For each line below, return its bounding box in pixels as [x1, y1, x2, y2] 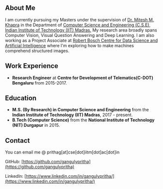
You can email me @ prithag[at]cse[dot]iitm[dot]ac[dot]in [5, 149, 120, 155]
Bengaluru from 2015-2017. [12, 80, 67, 86]
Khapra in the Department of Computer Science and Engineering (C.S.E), [5, 22, 151, 28]
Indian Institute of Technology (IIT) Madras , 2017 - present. [12, 112, 133, 118]
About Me [5, 4, 35, 12]
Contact [5, 136, 30, 145]
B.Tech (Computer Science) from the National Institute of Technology [12, 117, 155, 123]
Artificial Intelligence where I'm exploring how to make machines [5, 42, 134, 48]
